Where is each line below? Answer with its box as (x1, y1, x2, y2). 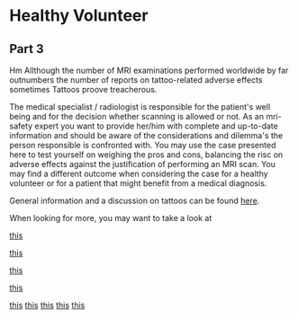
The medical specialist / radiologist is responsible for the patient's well (9, 102, 271, 112)
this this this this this (9, 300, 86, 310)
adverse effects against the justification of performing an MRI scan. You (9, 159, 276, 169)
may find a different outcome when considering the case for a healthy (9, 168, 268, 179)
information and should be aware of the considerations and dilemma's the (9, 130, 284, 140)
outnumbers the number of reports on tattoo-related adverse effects (9, 75, 263, 85)
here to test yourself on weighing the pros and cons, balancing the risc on (9, 149, 284, 160)
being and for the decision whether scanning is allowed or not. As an (9, 111, 264, 121)
